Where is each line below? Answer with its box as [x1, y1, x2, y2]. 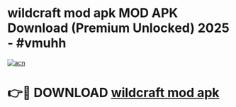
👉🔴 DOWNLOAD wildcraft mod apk [7, 85, 220, 101]
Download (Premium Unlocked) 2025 [7, 20, 230, 36]
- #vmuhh [7, 35, 67, 51]
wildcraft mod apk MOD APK [7, 5, 179, 21]
